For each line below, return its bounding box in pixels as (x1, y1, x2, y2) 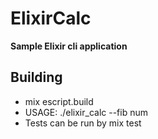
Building (10, 69, 63, 86)
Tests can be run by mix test (24, 117, 142, 129)
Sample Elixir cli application (10, 40, 128, 52)
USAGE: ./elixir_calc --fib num (24, 106, 149, 118)
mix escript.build (24, 95, 94, 107)
